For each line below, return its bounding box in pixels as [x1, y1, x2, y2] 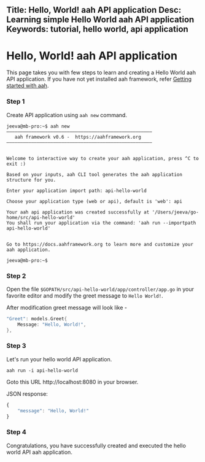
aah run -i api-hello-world [6, 368, 79, 374]
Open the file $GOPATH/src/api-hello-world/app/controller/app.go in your [6, 285, 195, 293]
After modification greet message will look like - [6, 304, 128, 311]
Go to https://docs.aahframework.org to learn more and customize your [6, 241, 193, 247]
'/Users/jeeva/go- [152, 209, 199, 215]
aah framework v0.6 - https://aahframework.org [14, 134, 141, 140]
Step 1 [6, 98, 25, 106]
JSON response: [6, 390, 48, 398]
